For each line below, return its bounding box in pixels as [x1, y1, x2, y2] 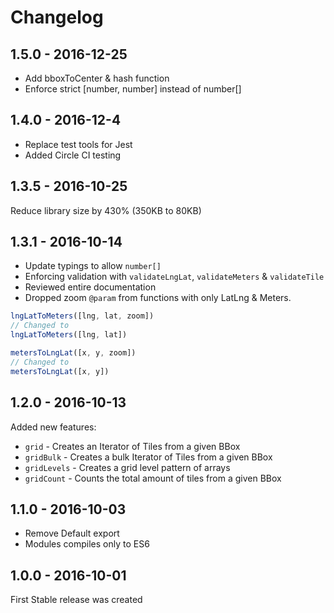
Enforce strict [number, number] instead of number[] [24, 83, 242, 95]
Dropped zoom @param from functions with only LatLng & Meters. [24, 292, 292, 304]
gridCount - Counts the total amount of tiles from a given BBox [24, 472, 282, 484]
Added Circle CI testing [24, 149, 122, 161]
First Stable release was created [10, 594, 143, 606]
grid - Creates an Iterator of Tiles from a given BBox [24, 440, 241, 452]
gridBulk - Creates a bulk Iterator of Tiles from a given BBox [24, 451, 273, 463]
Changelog [10, 6, 104, 29]
